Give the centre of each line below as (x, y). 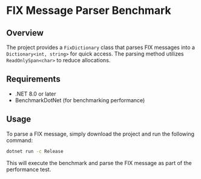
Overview (25, 33)
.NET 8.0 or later (35, 94)
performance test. (29, 169)
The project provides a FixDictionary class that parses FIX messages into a (101, 47)
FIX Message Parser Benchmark (89, 11)
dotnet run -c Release (35, 151)
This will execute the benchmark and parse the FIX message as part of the (99, 163)
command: (20, 140)
